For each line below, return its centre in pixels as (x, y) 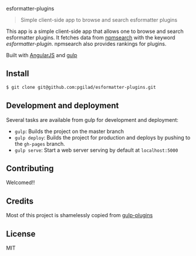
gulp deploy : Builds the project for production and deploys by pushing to (102, 137)
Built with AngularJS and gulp (42, 55)
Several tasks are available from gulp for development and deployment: (92, 119)
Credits (20, 201)
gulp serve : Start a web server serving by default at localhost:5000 (96, 150)
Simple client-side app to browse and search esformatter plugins (99, 20)
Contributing (30, 168)
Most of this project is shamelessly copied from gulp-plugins (80, 215)
